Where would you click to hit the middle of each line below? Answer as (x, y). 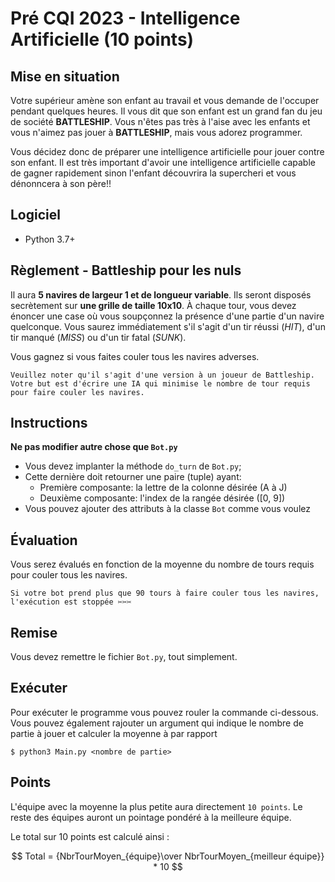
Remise (34, 632)
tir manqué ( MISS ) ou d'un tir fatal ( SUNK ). (98, 337)
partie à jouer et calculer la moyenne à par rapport (114, 733)
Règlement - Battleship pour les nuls (126, 270)
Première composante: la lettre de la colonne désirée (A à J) (163, 488)
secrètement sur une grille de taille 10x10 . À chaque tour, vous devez (153, 305)
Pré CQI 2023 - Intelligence (125, 18)
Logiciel (35, 215)
